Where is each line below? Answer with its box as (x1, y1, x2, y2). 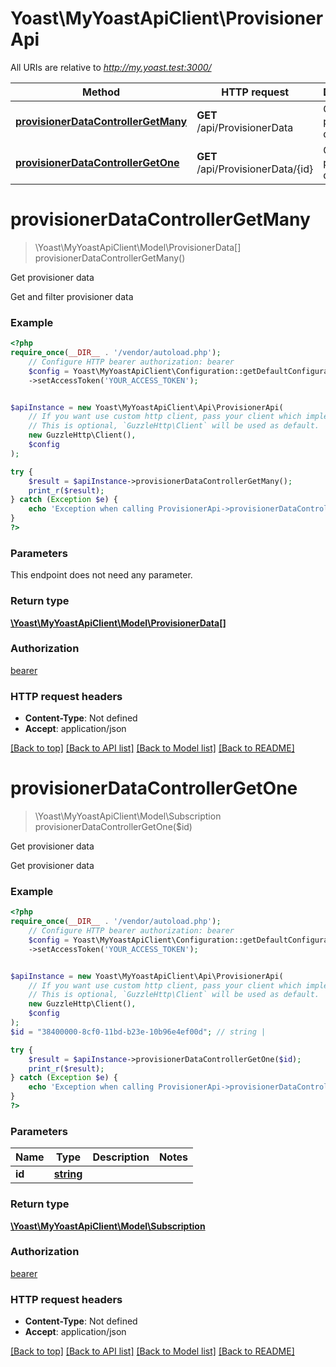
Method (81, 85, 121, 99)
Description (92, 1150, 150, 1164)
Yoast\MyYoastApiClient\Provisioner (10, 7, 324, 30)
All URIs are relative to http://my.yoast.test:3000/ (10, 61, 212, 73)
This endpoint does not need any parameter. (10, 569, 193, 581)
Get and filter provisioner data (10, 290, 134, 302)
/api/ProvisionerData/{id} (196, 162, 314, 176)
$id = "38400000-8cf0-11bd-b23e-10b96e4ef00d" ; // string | (10, 1027, 267, 1037)
